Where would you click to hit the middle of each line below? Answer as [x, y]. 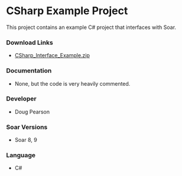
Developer [21, 99]
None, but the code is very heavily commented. [72, 83]
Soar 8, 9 [26, 140]
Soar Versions [27, 127]
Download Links [30, 43]
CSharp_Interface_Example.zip [52, 56]
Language [21, 155]
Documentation [29, 71]
